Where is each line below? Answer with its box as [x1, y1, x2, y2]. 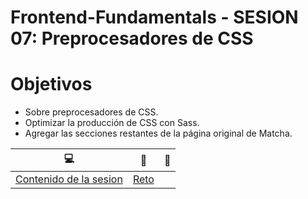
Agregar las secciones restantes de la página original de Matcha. [24, 127, 293, 140]
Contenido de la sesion [15, 172, 123, 186]
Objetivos [10, 73, 93, 96]
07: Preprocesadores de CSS [10, 27, 254, 50]
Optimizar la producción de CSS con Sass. [24, 117, 200, 129]
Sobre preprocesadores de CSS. [24, 106, 159, 118]
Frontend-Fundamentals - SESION [10, 6, 299, 29]
